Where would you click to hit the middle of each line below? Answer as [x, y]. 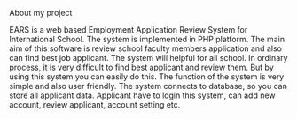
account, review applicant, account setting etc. [95, 104]
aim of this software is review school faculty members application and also [145, 48]
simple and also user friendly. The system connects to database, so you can [148, 86]
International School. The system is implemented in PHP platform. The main [147, 39]
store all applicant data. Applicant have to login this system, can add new [143, 95]
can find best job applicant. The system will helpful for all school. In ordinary [148, 58]
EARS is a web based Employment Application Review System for [129, 30]
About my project [41, 13]
